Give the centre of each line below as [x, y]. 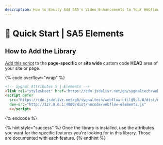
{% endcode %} [21, 118]
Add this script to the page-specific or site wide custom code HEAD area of [81, 63]
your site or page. [23, 68]
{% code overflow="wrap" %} [35, 78]
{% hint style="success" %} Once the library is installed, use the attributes [80, 128]
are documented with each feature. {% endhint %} [55, 138]
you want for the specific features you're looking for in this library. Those [78, 133]
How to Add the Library [41, 51]
